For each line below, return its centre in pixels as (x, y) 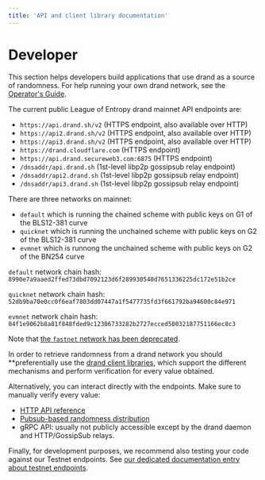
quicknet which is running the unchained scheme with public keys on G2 (138, 231)
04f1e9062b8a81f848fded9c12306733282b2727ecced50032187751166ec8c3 (122, 324)
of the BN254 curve (52, 256)
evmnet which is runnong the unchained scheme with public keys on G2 (136, 248)
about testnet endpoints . (48, 467)
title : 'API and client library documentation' (88, 15)
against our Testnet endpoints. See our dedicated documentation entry (124, 459)
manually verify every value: (54, 394)
